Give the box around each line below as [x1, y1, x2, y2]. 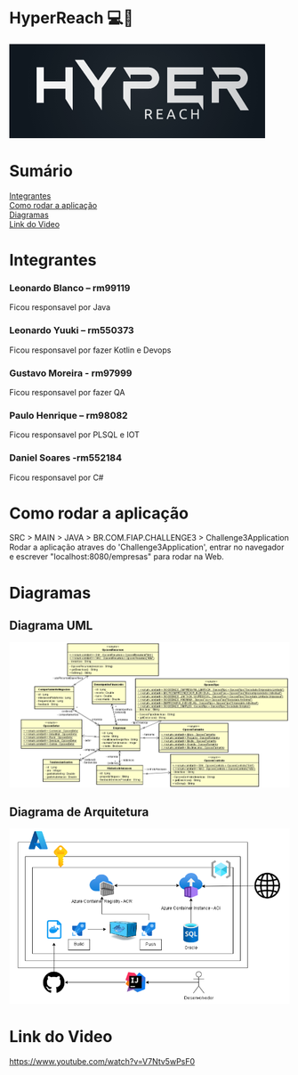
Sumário [9, 161, 73, 182]
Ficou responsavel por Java [9, 302, 111, 313]
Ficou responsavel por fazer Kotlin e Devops [9, 345, 172, 355]
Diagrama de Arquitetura [9, 804, 149, 819]
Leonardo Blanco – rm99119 [9, 281, 131, 294]
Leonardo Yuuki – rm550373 [9, 324, 135, 337]
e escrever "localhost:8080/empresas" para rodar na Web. [9, 551, 224, 562]
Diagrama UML [9, 618, 93, 633]
